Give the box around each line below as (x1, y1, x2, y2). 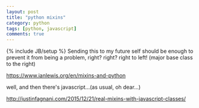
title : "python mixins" (6, 14, 66, 20)
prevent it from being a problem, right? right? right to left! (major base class (6, 54, 193, 61)
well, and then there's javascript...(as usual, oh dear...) (6, 83, 141, 91)
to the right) (6, 61, 36, 68)
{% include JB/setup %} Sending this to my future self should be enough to (6, 47, 194, 55)
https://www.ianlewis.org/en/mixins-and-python (6, 72, 126, 79)
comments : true (6, 31, 45, 37)
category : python (6, 20, 50, 26)
